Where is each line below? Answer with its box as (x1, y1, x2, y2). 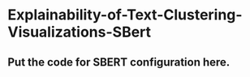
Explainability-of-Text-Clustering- (7, 6, 243, 24)
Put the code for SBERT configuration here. (7, 55, 231, 69)
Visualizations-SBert (7, 23, 152, 41)
